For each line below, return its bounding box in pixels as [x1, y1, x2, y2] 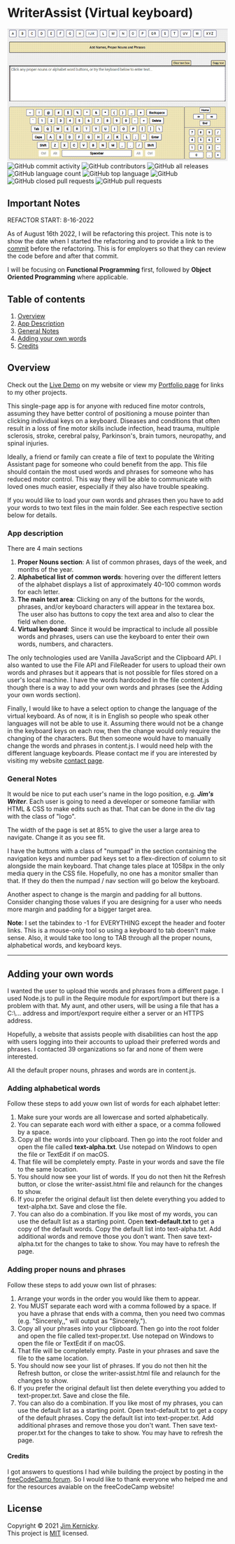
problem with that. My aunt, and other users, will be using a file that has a [7, 1002, 219, 1010]
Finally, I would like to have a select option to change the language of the [7, 704, 218, 713]
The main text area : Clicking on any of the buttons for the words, [17, 595, 205, 604]
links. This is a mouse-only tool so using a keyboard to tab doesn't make [7, 926, 216, 934]
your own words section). [7, 691, 81, 699]
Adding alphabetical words [7, 1084, 101, 1094]
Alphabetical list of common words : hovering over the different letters [17, 573, 222, 582]
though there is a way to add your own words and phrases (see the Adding [7, 683, 222, 692]
